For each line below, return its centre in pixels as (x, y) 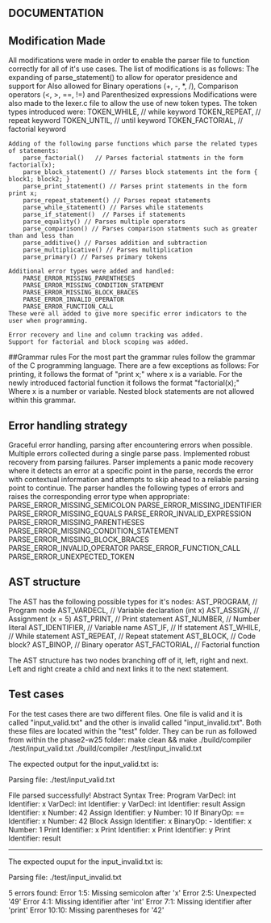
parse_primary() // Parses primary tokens (95, 257)
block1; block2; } (39, 180)
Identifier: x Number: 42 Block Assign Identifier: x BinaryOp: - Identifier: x (130, 821)
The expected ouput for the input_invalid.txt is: (86, 862)
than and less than (41, 236)
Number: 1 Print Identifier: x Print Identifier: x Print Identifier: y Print (119, 829)
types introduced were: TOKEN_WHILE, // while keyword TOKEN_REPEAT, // (135, 112)
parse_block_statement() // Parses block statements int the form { (140, 172)
